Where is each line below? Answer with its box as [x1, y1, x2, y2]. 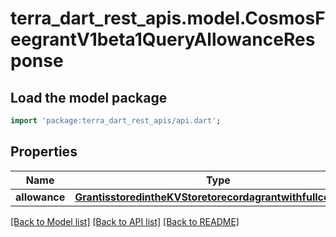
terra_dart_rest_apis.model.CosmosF [10, 7, 326, 30]
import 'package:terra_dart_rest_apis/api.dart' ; [10, 116, 222, 126]
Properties [10, 143, 78, 161]
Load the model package [10, 89, 168, 106]
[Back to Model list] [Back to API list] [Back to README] [10, 215, 240, 227]
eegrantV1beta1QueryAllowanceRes [10, 28, 316, 51]
